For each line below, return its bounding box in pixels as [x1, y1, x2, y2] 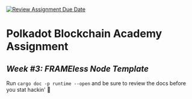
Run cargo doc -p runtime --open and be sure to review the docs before [6, 80, 187, 87]
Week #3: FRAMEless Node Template [6, 63, 149, 74]
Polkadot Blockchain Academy [6, 27, 163, 40]
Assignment [6, 40, 69, 54]
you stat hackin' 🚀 [6, 86, 51, 93]
